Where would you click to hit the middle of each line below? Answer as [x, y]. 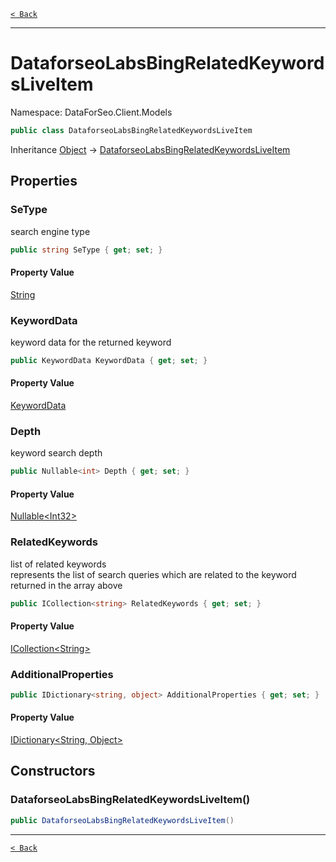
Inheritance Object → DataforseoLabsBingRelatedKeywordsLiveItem [150, 149]
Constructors [53, 771]
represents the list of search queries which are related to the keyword [153, 574]
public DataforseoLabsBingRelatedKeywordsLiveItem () [122, 820]
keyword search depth [56, 453]
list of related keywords [58, 564]
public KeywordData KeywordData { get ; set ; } [109, 360]
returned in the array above [66, 585]
